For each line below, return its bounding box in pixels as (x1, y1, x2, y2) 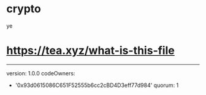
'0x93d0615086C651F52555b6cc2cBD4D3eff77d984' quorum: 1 (15, 82, 179, 89)
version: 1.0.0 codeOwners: (6, 69, 75, 77)
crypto (6, 2, 41, 16)
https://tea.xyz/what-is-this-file (6, 44, 175, 58)
